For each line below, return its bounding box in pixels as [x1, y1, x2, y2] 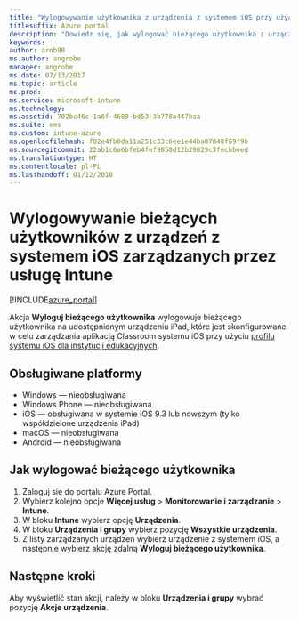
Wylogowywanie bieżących [9, 208, 218, 229]
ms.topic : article [9, 79, 77, 88]
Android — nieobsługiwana [21, 437, 122, 448]
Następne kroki [9, 569, 96, 584]
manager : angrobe [9, 63, 74, 72]
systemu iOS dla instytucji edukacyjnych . [9, 340, 160, 351]
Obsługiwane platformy [9, 366, 142, 381]
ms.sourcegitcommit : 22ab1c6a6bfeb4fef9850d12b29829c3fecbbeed [9, 145, 249, 154]
